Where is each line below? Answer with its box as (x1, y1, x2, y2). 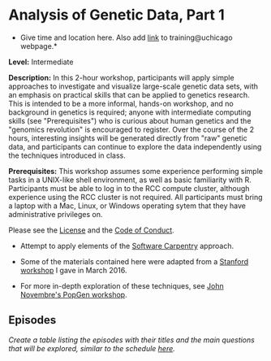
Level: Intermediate (8, 57, 74, 67)
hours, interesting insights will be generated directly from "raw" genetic (8, 133, 247, 143)
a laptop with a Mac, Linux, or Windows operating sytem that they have (8, 201, 246, 211)
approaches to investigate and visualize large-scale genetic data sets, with (8, 81, 258, 91)
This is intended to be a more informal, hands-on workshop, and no (8, 98, 234, 108)
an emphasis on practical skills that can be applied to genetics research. (8, 89, 250, 99)
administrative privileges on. (8, 209, 103, 219)
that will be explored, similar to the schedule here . (8, 343, 176, 353)
